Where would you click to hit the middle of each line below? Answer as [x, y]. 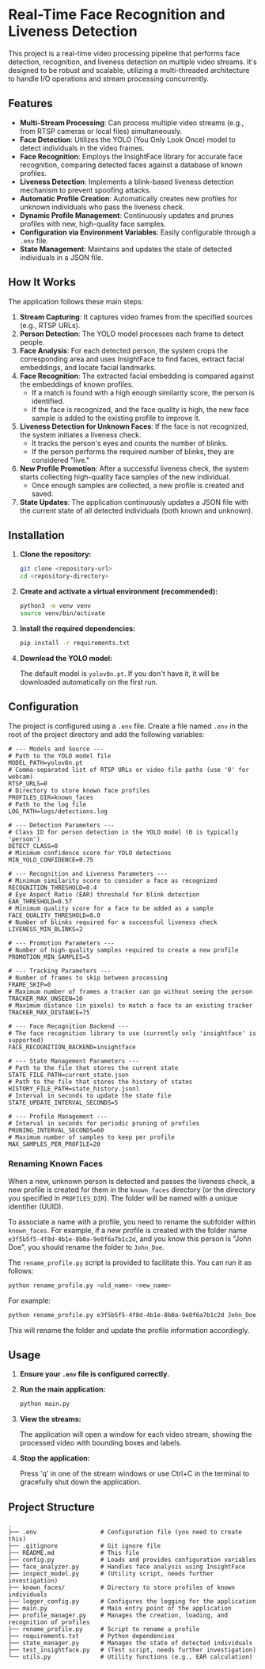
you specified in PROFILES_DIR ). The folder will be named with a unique [123, 1197]
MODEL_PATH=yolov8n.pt [45, 762]
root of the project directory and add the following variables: [106, 734]
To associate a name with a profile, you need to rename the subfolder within [132, 1221]
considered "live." [60, 460]
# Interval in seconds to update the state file [90, 1095]
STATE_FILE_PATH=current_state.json [68, 1075]
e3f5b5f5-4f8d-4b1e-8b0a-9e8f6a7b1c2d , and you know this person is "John [130, 1239]
